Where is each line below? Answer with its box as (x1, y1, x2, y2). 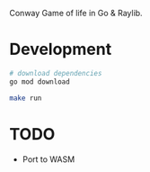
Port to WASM (22, 153, 75, 165)
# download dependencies (9, 68, 102, 77)
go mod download (9, 77, 70, 86)
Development (9, 40, 112, 59)
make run (9, 94, 42, 103)
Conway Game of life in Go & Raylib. (9, 8, 143, 18)
